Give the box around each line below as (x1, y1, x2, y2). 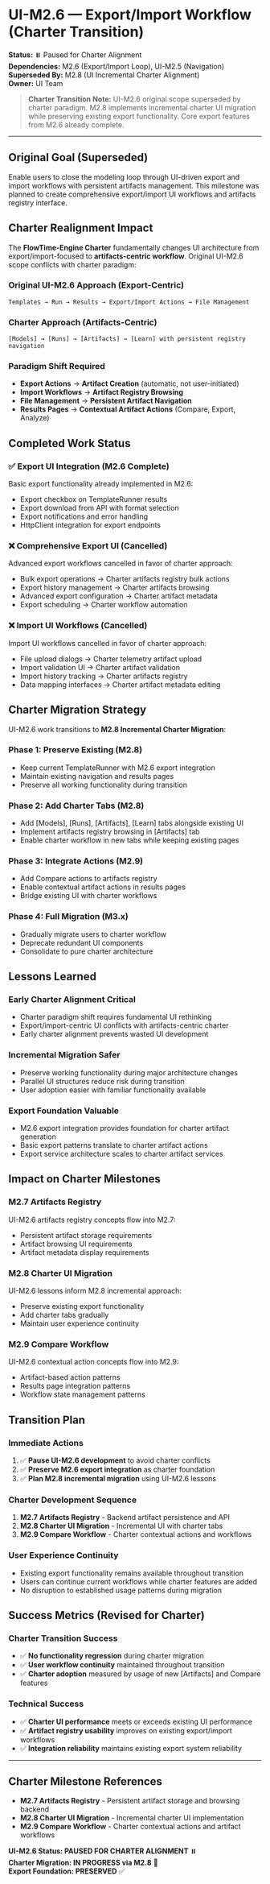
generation (19, 1132, 56, 1141)
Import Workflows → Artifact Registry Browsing (19, 387, 183, 397)
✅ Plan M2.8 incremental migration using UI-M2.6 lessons (19, 1473, 217, 1483)
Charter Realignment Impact (8, 222, 153, 235)
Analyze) (19, 413, 50, 423)
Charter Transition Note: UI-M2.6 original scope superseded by (27, 94, 241, 104)
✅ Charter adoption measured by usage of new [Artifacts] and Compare (19, 1669, 261, 1679)
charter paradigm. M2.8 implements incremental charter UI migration (27, 102, 256, 112)
